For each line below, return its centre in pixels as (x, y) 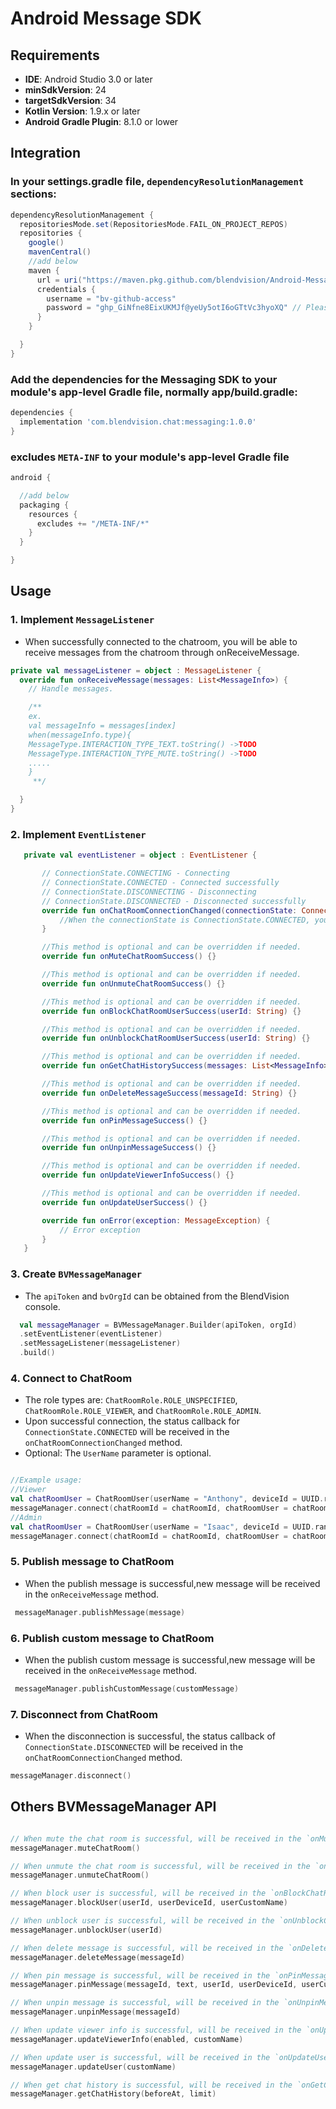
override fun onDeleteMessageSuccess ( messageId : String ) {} (169, 1093)
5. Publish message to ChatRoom (92, 1562)
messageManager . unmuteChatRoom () (80, 1875)
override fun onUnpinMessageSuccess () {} (129, 1148)
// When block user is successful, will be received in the (138, 1893)
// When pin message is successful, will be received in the (140, 1975)
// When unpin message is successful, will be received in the (145, 2003)
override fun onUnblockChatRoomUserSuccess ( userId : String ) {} (176, 1038)
